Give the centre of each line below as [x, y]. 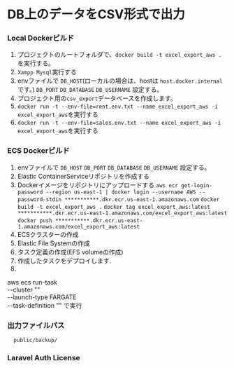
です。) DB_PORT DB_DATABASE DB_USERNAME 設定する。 [90, 90]
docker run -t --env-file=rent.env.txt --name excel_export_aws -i [117, 107]
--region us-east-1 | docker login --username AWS [121, 192]
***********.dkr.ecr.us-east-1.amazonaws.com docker [142, 199]
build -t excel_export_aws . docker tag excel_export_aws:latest [114, 207]
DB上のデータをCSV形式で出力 [96, 14]
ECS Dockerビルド [38, 151]
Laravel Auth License [44, 358]
